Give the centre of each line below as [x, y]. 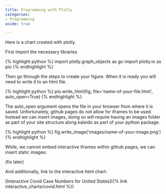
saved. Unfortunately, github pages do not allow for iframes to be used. [79, 112]
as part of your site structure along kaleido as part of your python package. [82, 122]
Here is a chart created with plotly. [41, 42]
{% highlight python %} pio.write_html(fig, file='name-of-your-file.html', [79, 92]
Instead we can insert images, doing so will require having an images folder [83, 117]
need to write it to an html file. [36, 82]
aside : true [17, 24]
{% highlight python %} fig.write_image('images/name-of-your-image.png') [83, 132]
